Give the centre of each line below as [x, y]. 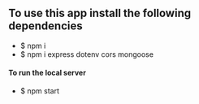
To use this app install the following [100, 13]
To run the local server [48, 73]
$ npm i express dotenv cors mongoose [87, 54]
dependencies [45, 26]
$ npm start [39, 91]
